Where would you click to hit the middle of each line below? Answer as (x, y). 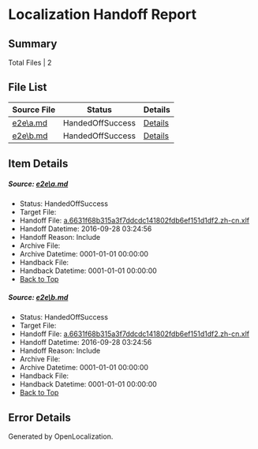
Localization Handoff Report (103, 15)
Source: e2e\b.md (38, 297)
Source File (34, 110)
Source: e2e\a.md (38, 184)
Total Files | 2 (30, 62)
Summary (33, 44)
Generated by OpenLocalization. (61, 436)
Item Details (38, 164)
